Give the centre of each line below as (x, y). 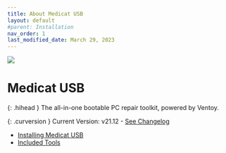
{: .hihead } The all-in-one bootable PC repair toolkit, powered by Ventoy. (113, 108)
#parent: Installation (40, 27)
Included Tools (39, 142)
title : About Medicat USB (45, 14)
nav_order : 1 (26, 33)
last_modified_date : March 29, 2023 (61, 40)
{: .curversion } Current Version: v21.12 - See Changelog (89, 121)
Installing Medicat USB (50, 135)
